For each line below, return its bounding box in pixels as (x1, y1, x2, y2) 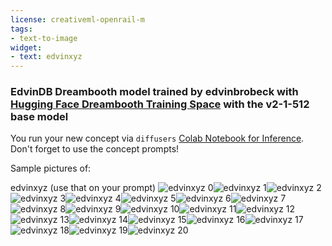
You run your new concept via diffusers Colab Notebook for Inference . (10, 132, 305, 145)
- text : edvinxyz (10, 52, 83, 62)
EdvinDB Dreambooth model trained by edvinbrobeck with (10, 85, 299, 99)
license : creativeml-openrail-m (10, 14, 145, 25)
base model (10, 110, 69, 124)
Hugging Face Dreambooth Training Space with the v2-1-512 (10, 97, 310, 111)
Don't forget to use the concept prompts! (10, 143, 180, 155)
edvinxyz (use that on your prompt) (10, 182, 157, 194)
